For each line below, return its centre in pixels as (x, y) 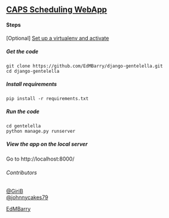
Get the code (22, 52)
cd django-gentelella (33, 71)
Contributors (22, 173)
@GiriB (15, 191)
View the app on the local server (47, 144)
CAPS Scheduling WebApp (57, 10)
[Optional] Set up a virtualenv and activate (58, 38)
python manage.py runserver (41, 131)
